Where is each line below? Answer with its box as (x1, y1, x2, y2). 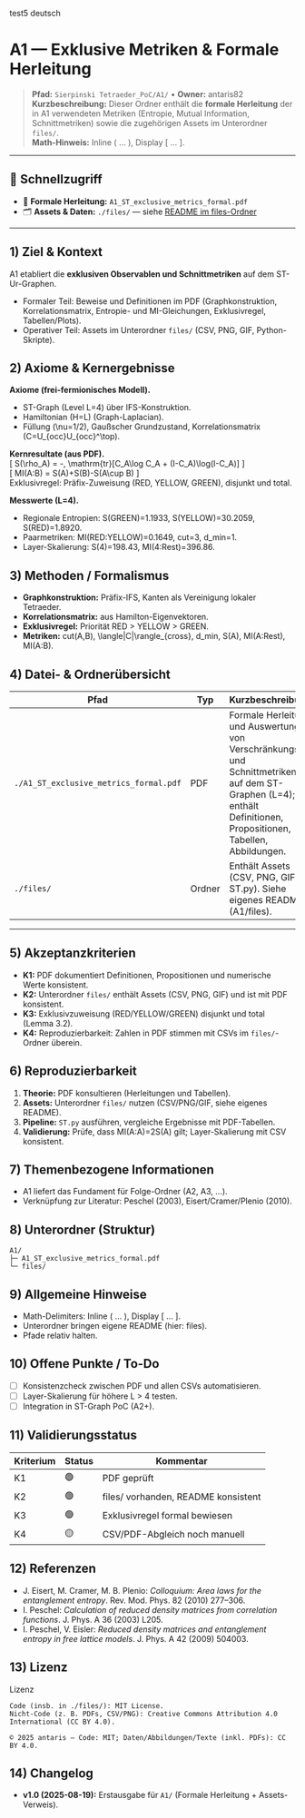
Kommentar (155, 1454, 208, 1467)
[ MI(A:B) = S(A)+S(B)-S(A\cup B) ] (9, 467, 140, 479)
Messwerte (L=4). (9, 495, 79, 506)
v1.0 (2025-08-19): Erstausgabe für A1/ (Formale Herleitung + (22, 1790, 257, 1801)
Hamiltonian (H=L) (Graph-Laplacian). (22, 412, 164, 423)
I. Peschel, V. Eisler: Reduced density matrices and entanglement (22, 1624, 267, 1635)
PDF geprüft (102, 1472, 154, 1485)
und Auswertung (229, 721, 300, 732)
